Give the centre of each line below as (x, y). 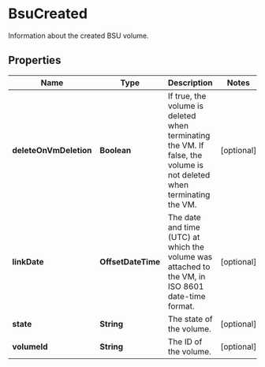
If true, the (187, 95)
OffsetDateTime (130, 261)
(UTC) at (184, 237)
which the (187, 247)
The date (185, 217)
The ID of (185, 342)
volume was (190, 257)
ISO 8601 (186, 286)
